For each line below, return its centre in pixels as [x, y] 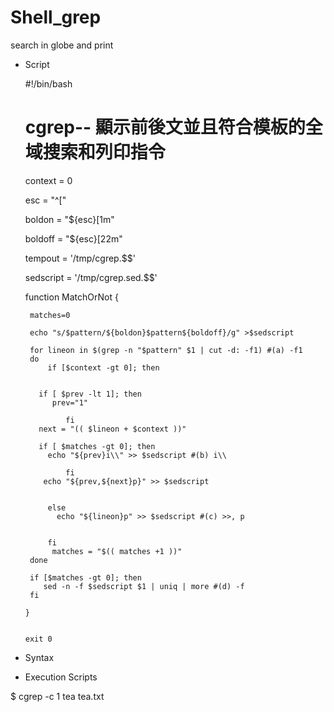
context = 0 [48, 180]
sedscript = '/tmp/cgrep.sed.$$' [91, 277]
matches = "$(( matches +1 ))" [117, 551]
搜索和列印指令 [104, 152]
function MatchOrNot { [71, 297]
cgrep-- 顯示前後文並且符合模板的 [165, 127]
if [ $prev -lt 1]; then [90, 394]
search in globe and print [62, 45]
